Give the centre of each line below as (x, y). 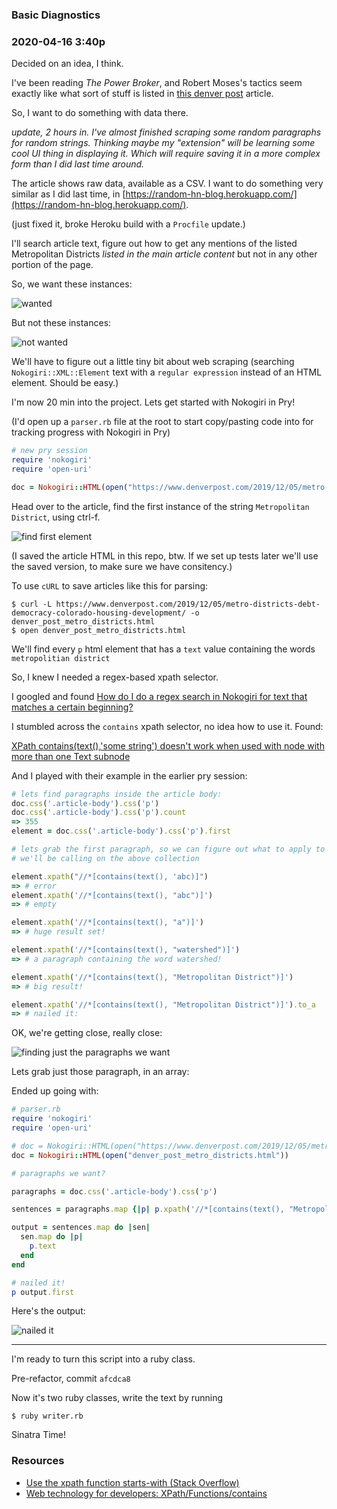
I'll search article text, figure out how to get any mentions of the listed (154, 244)
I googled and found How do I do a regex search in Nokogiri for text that (159, 696)
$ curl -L (32, 604)
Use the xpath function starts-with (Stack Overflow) (132, 1482)
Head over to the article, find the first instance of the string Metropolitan (160, 506)
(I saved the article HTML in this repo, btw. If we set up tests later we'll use (165, 555)
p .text (43, 1246)
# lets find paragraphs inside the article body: (117, 794)
